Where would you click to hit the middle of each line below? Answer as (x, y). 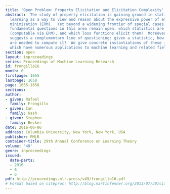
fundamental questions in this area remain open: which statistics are (87, 29)
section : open (20, 52)
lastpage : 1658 (21, 80)
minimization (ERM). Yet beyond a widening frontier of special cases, (88, 24)
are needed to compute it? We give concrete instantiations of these (86, 43)
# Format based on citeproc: (36, 184)
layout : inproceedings (29, 57)
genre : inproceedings (28, 151)
